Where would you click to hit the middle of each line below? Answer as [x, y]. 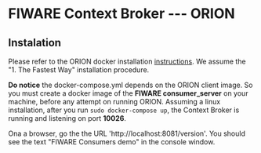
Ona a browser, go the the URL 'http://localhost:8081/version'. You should [127, 133]
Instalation [34, 43]
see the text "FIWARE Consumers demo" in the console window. [112, 142]
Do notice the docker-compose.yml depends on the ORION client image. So [130, 85]
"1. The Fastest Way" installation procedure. [79, 70]
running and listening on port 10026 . [67, 118]
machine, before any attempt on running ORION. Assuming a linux [114, 102]
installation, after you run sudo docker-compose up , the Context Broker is [124, 110]
